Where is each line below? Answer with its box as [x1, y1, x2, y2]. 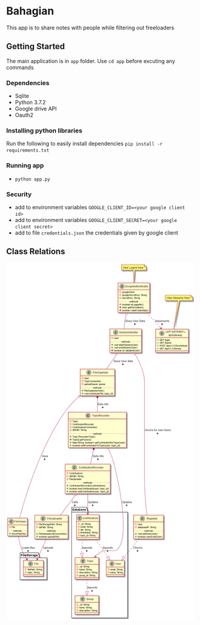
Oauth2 [14, 112, 34, 119]
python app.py [14, 176, 50, 182]
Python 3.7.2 [14, 99, 46, 106]
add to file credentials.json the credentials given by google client [14, 229, 178, 236]
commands [6, 64, 34, 71]
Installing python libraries [6, 126, 83, 134]
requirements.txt [6, 148, 50, 154]
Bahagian [6, 4, 54, 18]
